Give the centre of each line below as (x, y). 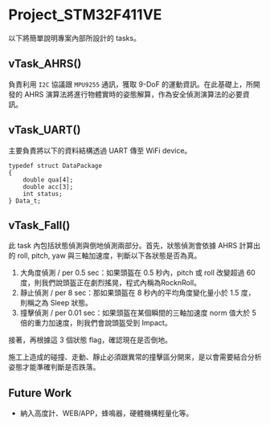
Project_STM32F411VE (85, 15)
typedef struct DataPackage (55, 166)
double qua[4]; (48, 180)
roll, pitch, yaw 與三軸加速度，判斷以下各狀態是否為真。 (109, 255)
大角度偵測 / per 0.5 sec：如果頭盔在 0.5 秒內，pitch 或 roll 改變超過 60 (137, 273)
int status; (43, 194)
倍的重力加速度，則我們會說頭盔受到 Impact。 (96, 323)
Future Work (40, 392)
